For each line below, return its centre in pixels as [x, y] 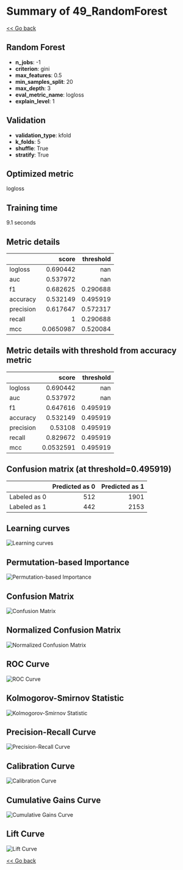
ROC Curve [28, 664]
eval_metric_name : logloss [49, 95]
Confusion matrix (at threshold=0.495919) [89, 469]
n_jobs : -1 [28, 62]
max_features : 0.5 [38, 75]
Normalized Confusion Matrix [63, 630]
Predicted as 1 [123, 486]
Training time [32, 208]
